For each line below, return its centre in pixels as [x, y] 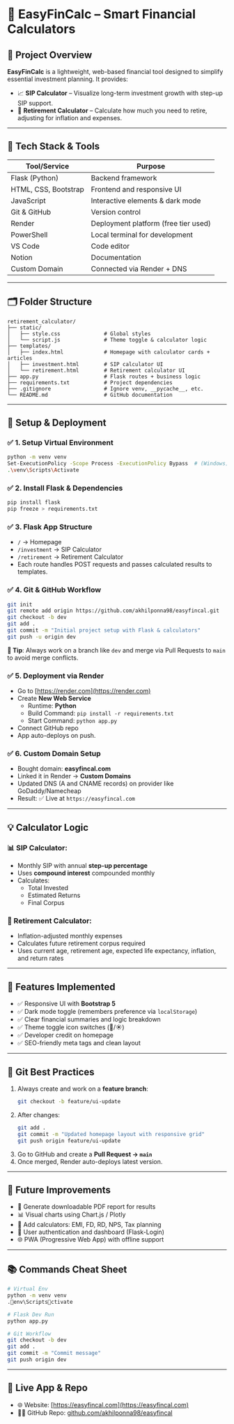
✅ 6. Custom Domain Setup [54, 754]
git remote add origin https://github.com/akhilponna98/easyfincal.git [113, 611]
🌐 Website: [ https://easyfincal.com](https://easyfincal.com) [103, 1404]
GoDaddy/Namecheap [49, 791]
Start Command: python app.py [72, 721]
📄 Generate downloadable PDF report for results [86, 1207]
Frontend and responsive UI [136, 189]
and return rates [40, 958]
